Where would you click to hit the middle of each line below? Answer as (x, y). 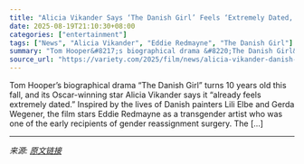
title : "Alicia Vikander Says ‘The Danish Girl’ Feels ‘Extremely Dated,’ (153, 18)
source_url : (32, 59)
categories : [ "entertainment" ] (68, 34)
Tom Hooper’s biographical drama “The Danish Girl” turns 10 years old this (148, 85)
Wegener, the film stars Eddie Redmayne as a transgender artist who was (146, 114)
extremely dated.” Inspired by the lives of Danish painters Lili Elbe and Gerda (152, 104)
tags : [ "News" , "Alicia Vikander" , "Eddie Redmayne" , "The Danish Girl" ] (152, 43)
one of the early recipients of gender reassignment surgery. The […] (137, 123)
